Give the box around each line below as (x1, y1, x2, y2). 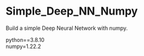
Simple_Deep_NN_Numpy (5, 4, 138, 18)
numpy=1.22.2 (5, 43, 42, 50)
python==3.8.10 (5, 36, 45, 43)
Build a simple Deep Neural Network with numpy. (5, 24, 128, 32)
